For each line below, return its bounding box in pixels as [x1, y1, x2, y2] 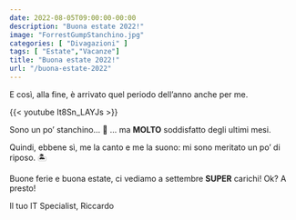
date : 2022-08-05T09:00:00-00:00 [9, 13, 137, 23]
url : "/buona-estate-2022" [9, 65, 112, 74]
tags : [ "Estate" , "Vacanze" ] [9, 47, 120, 56]
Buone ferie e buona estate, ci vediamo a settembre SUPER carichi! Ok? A [9, 173, 287, 184]
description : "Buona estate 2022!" [9, 22, 145, 31]
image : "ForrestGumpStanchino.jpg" [9, 30, 145, 39]
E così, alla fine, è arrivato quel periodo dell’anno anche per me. [9, 88, 249, 100]
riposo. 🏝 [9, 152, 47, 163]
